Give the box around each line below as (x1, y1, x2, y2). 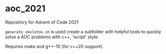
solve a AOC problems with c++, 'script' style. (5, 34, 99, 40)
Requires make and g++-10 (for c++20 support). (5, 43, 104, 49)
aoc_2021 (5, 3, 46, 14)
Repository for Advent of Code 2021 (5, 19, 79, 25)
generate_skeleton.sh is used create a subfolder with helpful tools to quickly (5, 28, 162, 34)
